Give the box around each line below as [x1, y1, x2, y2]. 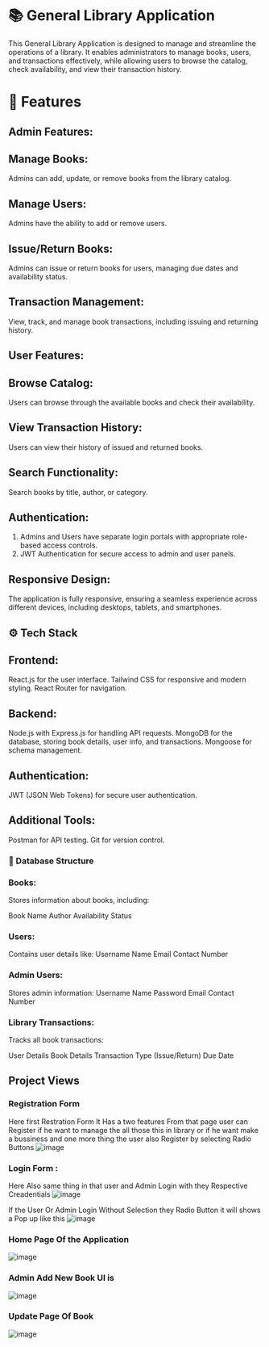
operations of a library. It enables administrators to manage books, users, [8, 47, 251, 57]
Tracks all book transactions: [8, 1034, 105, 1044]
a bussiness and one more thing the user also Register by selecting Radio [8, 1134, 252, 1143]
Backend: [8, 707, 57, 720]
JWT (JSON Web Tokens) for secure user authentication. [8, 791, 197, 800]
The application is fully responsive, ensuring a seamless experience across [8, 594, 258, 604]
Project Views [8, 1074, 80, 1088]
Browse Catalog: [8, 376, 94, 390]
